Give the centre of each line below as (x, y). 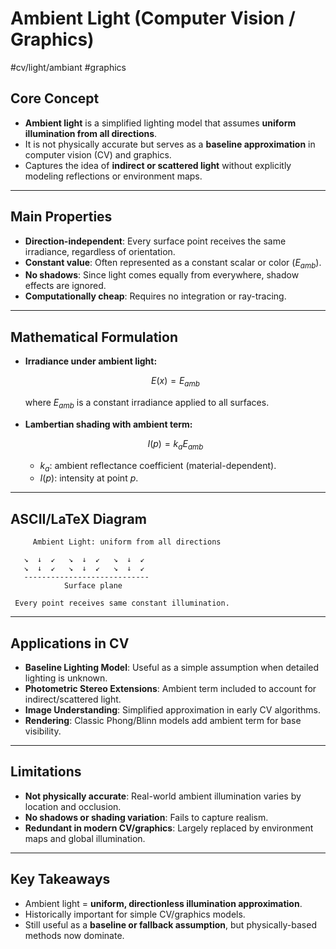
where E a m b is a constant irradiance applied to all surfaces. (147, 403)
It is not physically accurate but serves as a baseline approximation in (170, 144)
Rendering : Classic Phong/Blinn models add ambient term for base (163, 720)
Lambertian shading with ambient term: (108, 424)
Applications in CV (70, 643)
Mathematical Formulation (94, 337)
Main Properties (61, 217)
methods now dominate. (74, 935)
